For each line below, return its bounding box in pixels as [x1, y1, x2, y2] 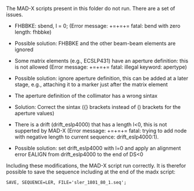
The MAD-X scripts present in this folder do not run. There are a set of [6, 5, 175, 12]
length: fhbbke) [14, 29, 52, 36]
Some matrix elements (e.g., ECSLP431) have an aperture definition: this [14, 58, 189, 64]
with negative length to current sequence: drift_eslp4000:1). [14, 133, 159, 140]
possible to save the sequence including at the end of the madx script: [6, 168, 176, 175]
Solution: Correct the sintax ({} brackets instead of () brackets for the [14, 104, 181, 110]
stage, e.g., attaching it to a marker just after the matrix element [14, 81, 168, 88]
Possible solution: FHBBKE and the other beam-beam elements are [14, 40, 176, 47]
